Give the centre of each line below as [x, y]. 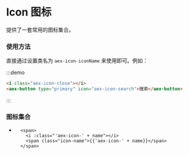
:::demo [15, 72]
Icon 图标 [29, 12]
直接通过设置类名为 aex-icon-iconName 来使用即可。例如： [77, 61]
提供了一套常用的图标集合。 [40, 30]
